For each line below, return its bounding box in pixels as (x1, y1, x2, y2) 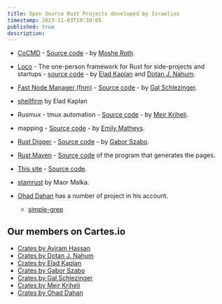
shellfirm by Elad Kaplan (17, 97, 88, 106)
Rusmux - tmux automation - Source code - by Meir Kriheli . (17, 110, 188, 119)
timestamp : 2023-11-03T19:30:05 (7, 17, 102, 24)
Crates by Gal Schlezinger (17, 274, 93, 282)
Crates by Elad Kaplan (17, 259, 82, 268)
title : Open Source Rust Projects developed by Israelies (7, 10, 180, 17)
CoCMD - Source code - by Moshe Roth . (17, 49, 135, 57)
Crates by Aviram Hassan (17, 244, 91, 252)
